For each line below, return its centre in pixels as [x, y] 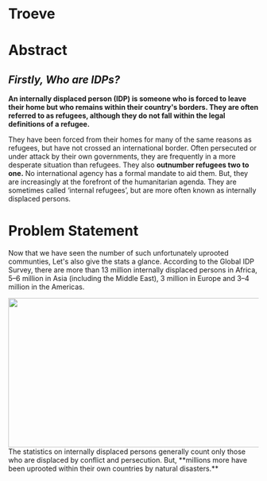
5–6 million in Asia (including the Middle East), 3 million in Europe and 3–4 [129, 279]
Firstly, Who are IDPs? [64, 79]
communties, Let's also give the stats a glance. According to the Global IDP [131, 262]
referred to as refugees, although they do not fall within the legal [117, 115]
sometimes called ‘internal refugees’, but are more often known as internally [132, 190]
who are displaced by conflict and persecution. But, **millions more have [128, 460]
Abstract [38, 51]
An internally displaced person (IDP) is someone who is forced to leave [128, 99]
